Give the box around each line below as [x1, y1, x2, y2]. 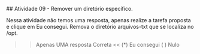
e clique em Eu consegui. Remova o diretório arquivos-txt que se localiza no [6, 23, 194, 30]
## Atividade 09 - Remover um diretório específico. [6, 5, 133, 12]
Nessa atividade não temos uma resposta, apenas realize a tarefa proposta [6, 17, 192, 23]
